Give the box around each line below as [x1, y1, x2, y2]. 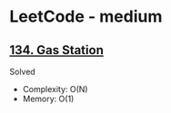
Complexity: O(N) [22, 84, 88, 94]
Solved [9, 66, 36, 77]
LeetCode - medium [9, 6, 163, 27]
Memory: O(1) [22, 93, 75, 104]
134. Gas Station [9, 42, 105, 58]
